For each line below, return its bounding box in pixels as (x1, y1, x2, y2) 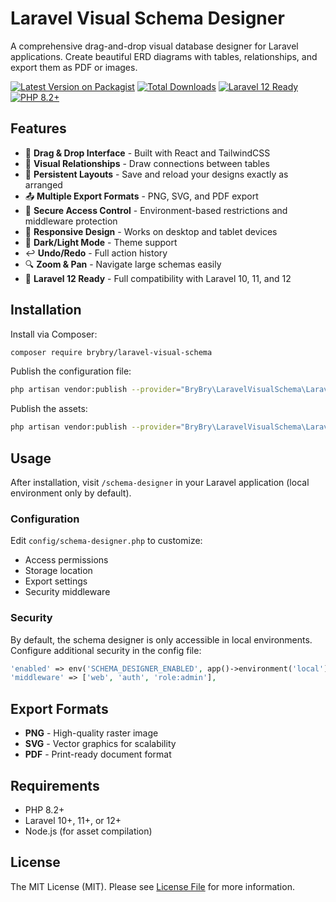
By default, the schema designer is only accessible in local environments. (10, 633, 313, 646)
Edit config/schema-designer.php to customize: (10, 535, 203, 547)
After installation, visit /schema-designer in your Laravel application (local (10, 477, 310, 488)
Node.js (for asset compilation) (24, 825, 153, 837)
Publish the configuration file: (10, 365, 132, 377)
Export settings (24, 575, 88, 587)
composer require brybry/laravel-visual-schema (10, 347, 213, 357)
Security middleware (24, 586, 111, 598)
